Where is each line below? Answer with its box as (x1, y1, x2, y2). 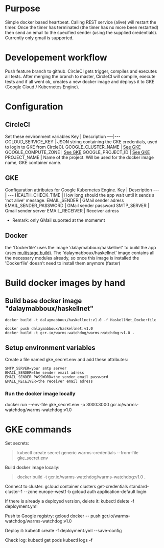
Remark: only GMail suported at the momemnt (12, 217, 105, 223)
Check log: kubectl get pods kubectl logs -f (5, 537, 93, 543)
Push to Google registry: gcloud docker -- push (5, 513, 101, 519)
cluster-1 (5, 489, 23, 495)
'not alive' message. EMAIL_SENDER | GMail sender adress (5, 197, 124, 203)
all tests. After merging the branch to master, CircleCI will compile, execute (5, 73, 156, 79)
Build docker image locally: (5, 464, 60, 470)
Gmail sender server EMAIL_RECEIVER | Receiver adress (5, 208, 119, 213)
